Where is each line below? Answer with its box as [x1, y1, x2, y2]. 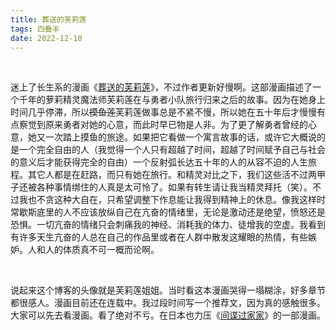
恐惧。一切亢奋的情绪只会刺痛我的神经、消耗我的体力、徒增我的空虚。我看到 [10, 219, 326, 231]
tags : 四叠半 [10, 24, 60, 34]
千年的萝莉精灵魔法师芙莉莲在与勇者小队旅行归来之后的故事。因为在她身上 [18, 94, 326, 106]
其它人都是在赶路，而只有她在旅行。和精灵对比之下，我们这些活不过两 [27, 169, 317, 181]
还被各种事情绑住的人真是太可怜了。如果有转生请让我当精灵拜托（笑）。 [18, 181, 313, 193]
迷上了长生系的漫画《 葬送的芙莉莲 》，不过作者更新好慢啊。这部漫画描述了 [10, 81, 313, 93]
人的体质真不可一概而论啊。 [44, 244, 160, 256]
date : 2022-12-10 [10, 33, 83, 43]
